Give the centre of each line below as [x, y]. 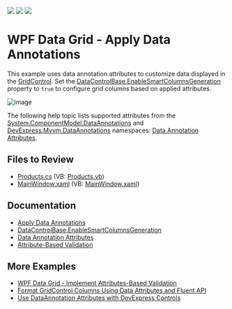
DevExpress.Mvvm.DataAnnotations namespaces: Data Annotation [103, 130]
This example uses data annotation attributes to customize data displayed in [116, 74]
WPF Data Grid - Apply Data [89, 40]
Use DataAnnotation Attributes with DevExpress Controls [99, 298]
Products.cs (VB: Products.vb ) [61, 176]
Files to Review [41, 160]
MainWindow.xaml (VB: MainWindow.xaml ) [78, 184]
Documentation [42, 206]
